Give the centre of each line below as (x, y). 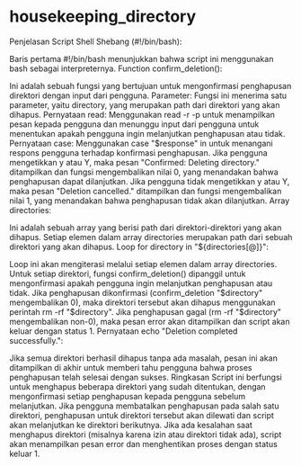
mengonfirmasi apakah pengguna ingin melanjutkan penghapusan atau (141, 283)
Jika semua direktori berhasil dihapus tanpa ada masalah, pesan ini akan (144, 358)
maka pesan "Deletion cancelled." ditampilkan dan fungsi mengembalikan (146, 191)
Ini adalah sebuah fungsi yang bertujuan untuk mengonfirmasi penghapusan (150, 85)
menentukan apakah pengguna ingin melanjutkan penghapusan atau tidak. (147, 133)
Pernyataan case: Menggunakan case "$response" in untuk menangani (141, 143)
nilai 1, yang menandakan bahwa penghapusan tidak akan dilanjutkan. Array (150, 201)
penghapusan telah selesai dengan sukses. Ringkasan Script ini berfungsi (146, 377)
